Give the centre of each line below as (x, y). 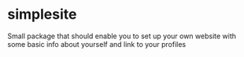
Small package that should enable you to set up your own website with (122, 36)
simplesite (42, 14)
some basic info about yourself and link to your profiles (97, 44)
